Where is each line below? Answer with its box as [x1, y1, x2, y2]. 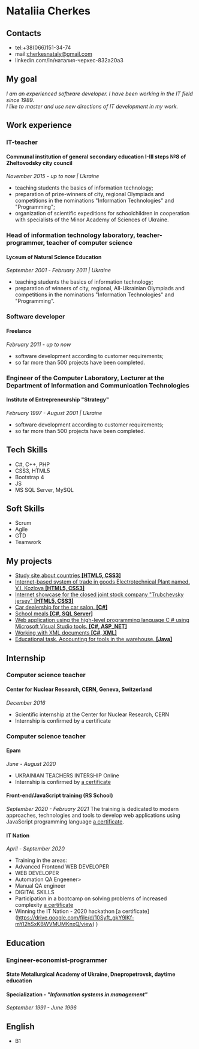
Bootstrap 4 [14, 473, 44, 480]
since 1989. [6, 96, 35, 103]
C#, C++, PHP [14, 461, 50, 468]
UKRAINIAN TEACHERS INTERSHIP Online [14, 772, 120, 779]
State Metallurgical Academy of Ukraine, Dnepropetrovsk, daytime [6, 970, 176, 978]
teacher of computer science [46, 239, 133, 247]
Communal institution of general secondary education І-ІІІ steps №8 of [6, 153, 186, 160]
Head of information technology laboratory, [6, 231, 136, 239]
